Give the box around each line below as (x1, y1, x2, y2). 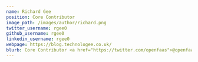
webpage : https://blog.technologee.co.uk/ (6, 42, 112, 48)
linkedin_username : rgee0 (6, 36, 70, 42)
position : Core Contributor (6, 14, 75, 20)
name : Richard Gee (6, 8, 51, 15)
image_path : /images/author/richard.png (6, 19, 107, 25)
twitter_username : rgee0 (6, 25, 67, 31)
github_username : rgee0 (6, 31, 65, 37)
